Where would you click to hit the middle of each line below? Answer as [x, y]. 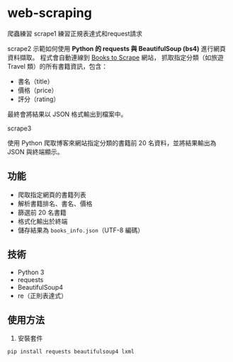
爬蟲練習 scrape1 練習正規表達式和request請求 [75, 33]
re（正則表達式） [42, 295]
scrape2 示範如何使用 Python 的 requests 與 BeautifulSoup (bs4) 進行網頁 [117, 48]
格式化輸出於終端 [42, 221]
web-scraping [50, 13]
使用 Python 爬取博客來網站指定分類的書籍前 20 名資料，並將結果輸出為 [112, 142]
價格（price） [38, 90]
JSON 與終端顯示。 [35, 152]
